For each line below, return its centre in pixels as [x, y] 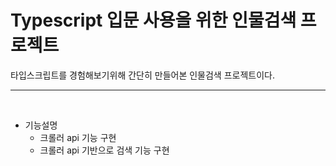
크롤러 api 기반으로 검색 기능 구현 [104, 150]
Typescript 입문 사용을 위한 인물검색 [153, 20]
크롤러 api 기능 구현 [78, 137]
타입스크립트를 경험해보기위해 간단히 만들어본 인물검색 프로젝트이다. [142, 75]
